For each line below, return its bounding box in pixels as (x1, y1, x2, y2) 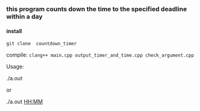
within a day (6, 12, 43, 21)
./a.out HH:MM (6, 98, 44, 106)
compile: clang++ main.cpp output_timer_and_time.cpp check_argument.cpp (6, 51, 195, 59)
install (6, 27, 22, 34)
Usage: (6, 63, 24, 71)
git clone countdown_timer (6, 41, 77, 47)
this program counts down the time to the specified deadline (6, 5, 187, 13)
